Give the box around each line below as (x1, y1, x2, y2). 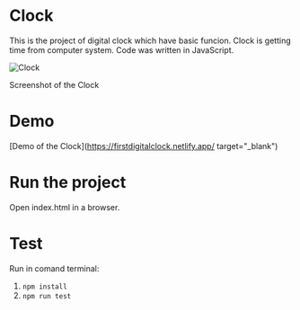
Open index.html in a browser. (9, 201, 120, 212)
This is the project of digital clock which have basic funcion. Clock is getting (9, 35, 291, 46)
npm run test (22, 291, 72, 301)
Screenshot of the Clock (9, 79, 100, 90)
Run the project (9, 173, 127, 193)
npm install (22, 282, 67, 291)
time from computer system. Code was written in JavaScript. (9, 44, 234, 55)
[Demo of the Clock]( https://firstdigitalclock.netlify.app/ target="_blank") (9, 140, 278, 151)
